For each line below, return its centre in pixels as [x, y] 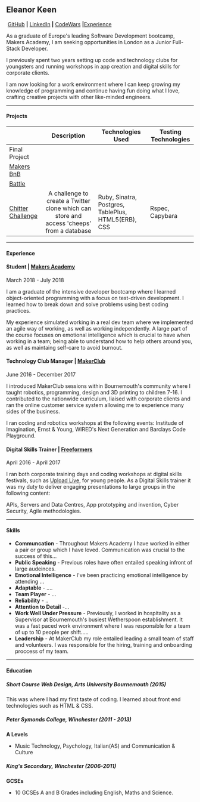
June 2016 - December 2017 [41, 375]
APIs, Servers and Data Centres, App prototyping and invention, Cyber [93, 505]
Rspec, [160, 208]
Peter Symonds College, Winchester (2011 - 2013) [69, 719]
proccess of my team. [41, 651]
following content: [28, 493]
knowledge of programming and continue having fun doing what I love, [93, 90]
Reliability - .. [32, 601]
